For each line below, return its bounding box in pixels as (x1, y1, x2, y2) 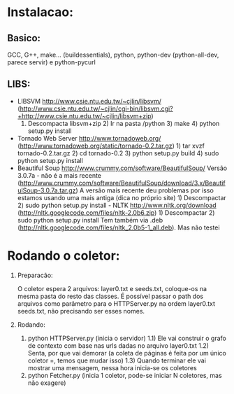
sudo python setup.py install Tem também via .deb (17, 216, 163, 224)
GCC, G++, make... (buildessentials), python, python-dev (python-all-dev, (7, 50, 219, 59)
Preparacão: (17, 271, 54, 279)
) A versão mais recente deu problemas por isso (75, 186, 214, 195)
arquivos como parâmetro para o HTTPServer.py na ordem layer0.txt (17, 299, 215, 308)
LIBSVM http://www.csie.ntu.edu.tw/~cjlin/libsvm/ (17, 97, 162, 105)
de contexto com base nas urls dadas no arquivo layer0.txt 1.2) (27, 341, 210, 350)
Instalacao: (7, 4, 73, 20)
